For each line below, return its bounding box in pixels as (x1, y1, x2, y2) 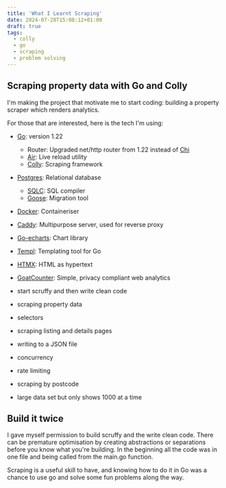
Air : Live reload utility (27, 152, 88, 161)
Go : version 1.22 (16, 132, 63, 141)
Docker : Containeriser (16, 207, 79, 215)
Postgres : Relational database (16, 173, 101, 182)
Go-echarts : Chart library (16, 234, 88, 242)
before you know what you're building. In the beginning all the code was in (7, 446, 218, 454)
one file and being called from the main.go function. (7, 453, 153, 461)
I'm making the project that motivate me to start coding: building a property (7, 98, 219, 106)
